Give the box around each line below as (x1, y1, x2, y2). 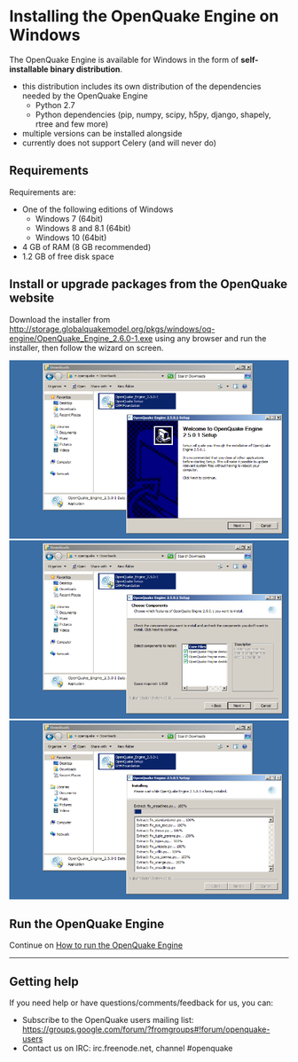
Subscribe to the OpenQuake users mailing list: (21, 1015, 194, 1026)
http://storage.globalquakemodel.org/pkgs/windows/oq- (9, 324, 216, 334)
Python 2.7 (35, 99, 75, 110)
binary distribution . (50, 64, 122, 74)
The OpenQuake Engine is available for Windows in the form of (9, 54, 239, 65)
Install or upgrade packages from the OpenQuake (9, 277, 288, 292)
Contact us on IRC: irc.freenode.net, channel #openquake (21, 1043, 233, 1054)
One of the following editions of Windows (21, 204, 174, 215)
